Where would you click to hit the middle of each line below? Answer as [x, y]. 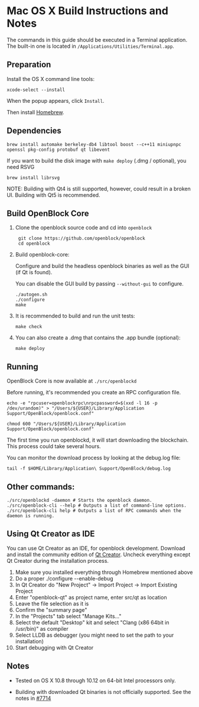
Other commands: [41, 487]
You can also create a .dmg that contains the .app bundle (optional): [98, 338]
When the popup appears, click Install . [56, 100]
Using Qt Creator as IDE [51, 534]
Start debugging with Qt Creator [54, 647]
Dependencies [34, 131]
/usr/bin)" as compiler [42, 628]
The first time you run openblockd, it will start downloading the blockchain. [98, 440]
